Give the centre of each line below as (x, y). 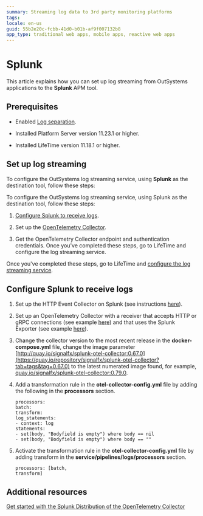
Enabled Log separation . (46, 122)
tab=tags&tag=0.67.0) (42, 366)
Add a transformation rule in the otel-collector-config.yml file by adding (106, 384)
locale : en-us (24, 23)
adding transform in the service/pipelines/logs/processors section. (101, 457)
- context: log (34, 423)
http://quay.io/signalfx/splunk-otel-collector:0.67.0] (81, 353)
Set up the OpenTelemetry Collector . (60, 227)
